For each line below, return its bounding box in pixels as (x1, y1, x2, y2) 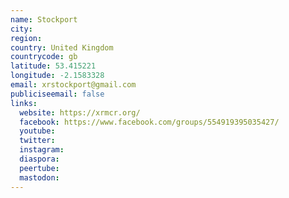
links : (10, 98, 38, 108)
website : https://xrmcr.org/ (19, 107, 141, 118)
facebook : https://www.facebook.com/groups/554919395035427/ (19, 117, 280, 127)
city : (10, 24, 33, 34)
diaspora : (19, 154, 60, 164)
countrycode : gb (10, 52, 78, 62)
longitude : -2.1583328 (10, 71, 105, 81)
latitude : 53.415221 (10, 61, 97, 71)
